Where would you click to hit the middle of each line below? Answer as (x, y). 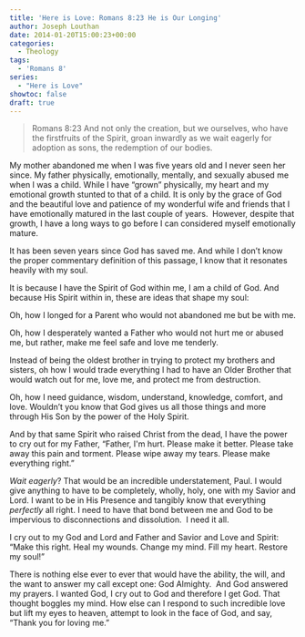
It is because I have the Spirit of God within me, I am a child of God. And (144, 288)
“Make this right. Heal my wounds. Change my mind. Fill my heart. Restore (149, 547)
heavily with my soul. (49, 271)
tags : (20, 60)
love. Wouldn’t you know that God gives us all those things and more (138, 407)
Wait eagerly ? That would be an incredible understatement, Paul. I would (146, 481)
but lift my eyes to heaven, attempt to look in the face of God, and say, (141, 613)
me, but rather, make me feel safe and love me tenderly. (114, 343)
